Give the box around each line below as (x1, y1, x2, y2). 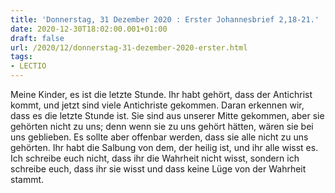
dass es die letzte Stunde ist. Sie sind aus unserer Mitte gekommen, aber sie (10, 110, 325, 121)
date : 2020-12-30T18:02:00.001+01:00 (10, 24, 168, 34)
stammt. (10, 174, 45, 185)
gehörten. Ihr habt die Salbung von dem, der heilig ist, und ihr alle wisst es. (10, 142, 319, 153)
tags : (10, 52, 33, 62)
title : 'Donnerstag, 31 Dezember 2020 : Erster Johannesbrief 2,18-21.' (10, 14, 320, 25)
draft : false (10, 33, 65, 43)
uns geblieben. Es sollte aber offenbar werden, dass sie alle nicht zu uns (10, 131, 309, 143)
